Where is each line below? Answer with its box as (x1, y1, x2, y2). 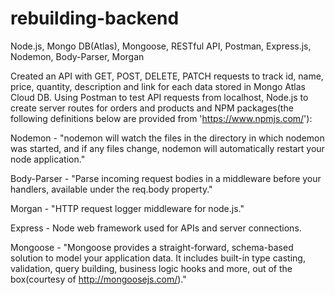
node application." (10, 153, 86, 165)
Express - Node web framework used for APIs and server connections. (10, 222, 302, 234)
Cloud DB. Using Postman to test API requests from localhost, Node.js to (10, 91, 309, 103)
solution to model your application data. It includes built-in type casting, (10, 252, 306, 264)
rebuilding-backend (10, 7, 180, 30)
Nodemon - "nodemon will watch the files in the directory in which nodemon (10, 132, 325, 144)
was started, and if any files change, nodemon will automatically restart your (10, 142, 325, 154)
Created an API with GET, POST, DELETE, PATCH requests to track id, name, (10, 70, 324, 82)
